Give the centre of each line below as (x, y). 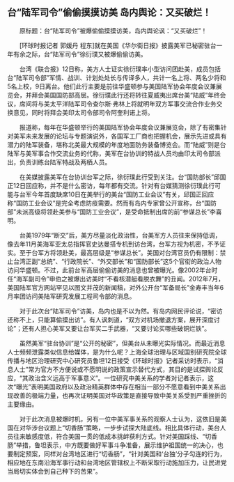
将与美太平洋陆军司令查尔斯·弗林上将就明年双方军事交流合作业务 (124, 104)
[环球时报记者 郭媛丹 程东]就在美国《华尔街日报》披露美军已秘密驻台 (118, 45)
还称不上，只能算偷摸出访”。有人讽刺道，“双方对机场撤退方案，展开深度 (111, 320)
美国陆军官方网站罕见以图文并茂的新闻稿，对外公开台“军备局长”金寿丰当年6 (116, 287)
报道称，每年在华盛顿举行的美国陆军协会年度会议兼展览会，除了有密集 (120, 127)
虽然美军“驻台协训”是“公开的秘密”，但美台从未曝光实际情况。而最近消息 (122, 343)
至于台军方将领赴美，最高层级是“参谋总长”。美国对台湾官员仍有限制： (120, 252)
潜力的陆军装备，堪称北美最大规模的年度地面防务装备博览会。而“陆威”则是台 (117, 144)
